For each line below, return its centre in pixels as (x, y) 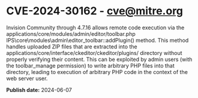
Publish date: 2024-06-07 (39, 90)
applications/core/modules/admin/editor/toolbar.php (71, 33)
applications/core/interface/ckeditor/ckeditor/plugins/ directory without (94, 53)
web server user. (27, 78)
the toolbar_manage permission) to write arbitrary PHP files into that (91, 65)
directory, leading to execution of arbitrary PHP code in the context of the (97, 72)
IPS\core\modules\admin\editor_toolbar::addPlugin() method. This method (97, 40)
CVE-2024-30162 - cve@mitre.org (95, 11)
